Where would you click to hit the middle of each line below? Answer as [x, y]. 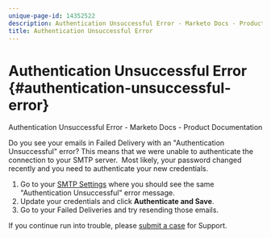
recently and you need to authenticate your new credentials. [108, 169]
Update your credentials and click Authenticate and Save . [117, 202]
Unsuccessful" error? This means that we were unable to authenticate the [131, 152]
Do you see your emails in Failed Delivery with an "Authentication [117, 143]
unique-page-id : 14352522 [52, 16]
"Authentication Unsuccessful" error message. [97, 193]
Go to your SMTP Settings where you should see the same [117, 184]
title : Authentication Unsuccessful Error [81, 31]
